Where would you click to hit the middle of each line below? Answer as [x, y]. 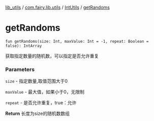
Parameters [20, 69]
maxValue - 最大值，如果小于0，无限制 [45, 92]
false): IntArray [24, 46]
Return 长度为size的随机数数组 [38, 113]
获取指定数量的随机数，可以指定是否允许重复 [52, 56]
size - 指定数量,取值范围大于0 [36, 81]
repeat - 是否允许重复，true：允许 [41, 103]
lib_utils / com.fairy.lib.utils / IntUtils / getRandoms [58, 7]
